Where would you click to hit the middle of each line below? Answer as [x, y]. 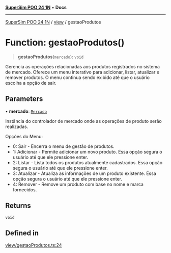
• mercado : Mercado [26, 111]
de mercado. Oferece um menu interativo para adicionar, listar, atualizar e [82, 72]
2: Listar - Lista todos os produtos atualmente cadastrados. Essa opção [88, 162]
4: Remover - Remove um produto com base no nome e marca [78, 184]
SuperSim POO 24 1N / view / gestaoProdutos [53, 22]
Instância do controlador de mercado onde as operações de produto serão [83, 121]
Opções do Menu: [24, 136]
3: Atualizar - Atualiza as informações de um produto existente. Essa [84, 173]
